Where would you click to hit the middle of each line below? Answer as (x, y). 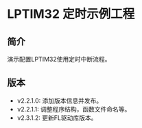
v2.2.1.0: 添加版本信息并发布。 (60, 101)
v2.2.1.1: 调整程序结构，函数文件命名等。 (74, 109)
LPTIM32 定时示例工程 (71, 14)
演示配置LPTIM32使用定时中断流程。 (59, 59)
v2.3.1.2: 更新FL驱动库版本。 (57, 118)
